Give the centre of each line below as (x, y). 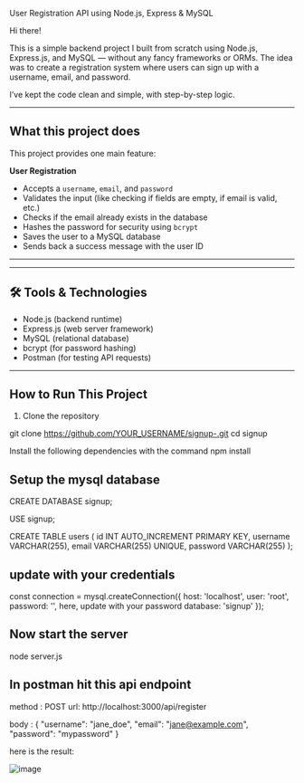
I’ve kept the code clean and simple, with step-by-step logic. (122, 95)
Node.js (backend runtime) (72, 319)
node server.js (36, 656)
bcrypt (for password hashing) (79, 348)
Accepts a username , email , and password (98, 188)
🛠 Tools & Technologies (78, 293)
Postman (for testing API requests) (87, 358)
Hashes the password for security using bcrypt (110, 226)
